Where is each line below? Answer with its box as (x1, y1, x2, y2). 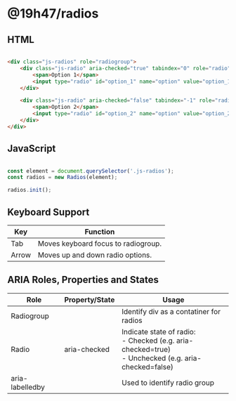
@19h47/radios (7, 6, 99, 22)
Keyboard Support (7, 206, 90, 218)
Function (84, 227, 115, 237)
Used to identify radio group (122, 378, 214, 388)
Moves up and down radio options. (37, 250, 152, 260)
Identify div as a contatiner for (122, 306, 221, 316)
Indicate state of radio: (122, 327, 196, 336)
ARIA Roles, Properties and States (7, 274, 159, 286)
